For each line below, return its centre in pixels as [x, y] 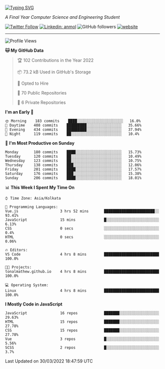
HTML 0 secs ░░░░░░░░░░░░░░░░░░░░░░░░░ [82, 237]
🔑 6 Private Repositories [41, 102]
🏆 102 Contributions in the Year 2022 [55, 60]
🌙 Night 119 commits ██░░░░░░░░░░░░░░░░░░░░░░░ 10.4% [72, 134]
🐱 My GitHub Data [25, 50]
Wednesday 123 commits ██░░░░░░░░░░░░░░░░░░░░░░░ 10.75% [73, 161]
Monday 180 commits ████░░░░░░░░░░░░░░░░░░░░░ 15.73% [73, 152]
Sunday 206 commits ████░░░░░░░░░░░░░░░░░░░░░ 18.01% [73, 178]
